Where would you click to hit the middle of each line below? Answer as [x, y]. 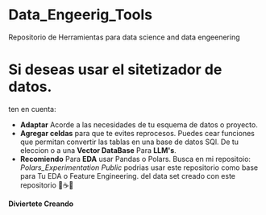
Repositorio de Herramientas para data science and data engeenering [124, 37]
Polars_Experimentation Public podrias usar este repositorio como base [139, 167]
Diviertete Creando [41, 204]
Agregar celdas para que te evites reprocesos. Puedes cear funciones [137, 133]
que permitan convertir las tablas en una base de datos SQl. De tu [129, 142]
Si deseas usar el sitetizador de [115, 70]
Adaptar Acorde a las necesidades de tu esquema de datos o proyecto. [139, 124]
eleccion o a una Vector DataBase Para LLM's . [98, 150]
